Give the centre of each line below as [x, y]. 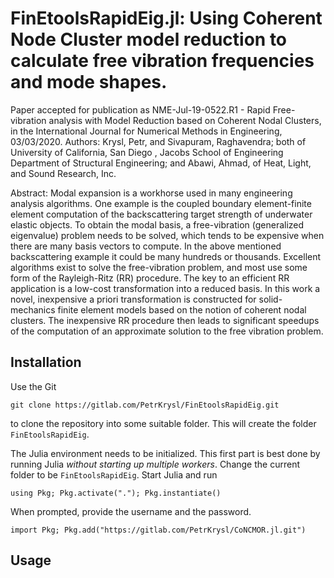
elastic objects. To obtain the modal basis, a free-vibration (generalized [157, 224]
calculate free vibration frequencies [162, 61]
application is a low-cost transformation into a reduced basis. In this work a [165, 288]
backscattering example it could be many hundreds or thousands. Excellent [166, 256]
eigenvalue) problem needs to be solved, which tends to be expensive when [167, 235]
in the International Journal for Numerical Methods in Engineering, [146, 131]
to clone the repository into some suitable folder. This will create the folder [163, 423]
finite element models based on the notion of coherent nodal [182, 309]
